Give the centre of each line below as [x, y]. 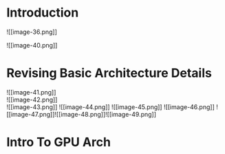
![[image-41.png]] [31, 92]
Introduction [43, 13]
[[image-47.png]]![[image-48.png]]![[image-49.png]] [81, 114]
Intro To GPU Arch [59, 142]
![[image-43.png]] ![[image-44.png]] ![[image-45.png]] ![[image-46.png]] [110, 107]
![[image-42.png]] [32, 99]
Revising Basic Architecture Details [109, 73]
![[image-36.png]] [32, 32]
